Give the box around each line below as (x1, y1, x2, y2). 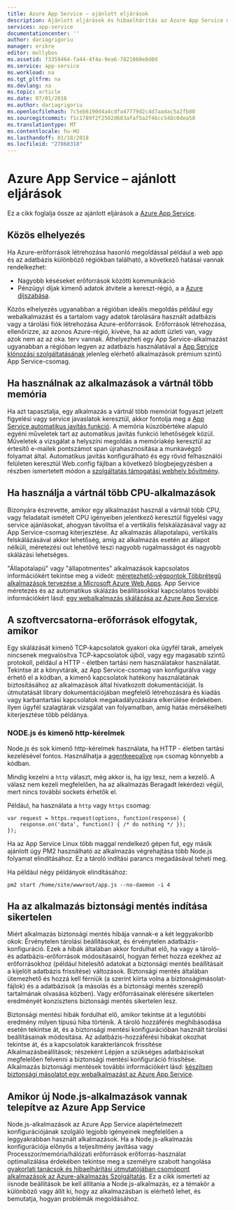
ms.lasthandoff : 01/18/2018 (7, 134, 90, 141)
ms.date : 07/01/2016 (7, 95, 68, 102)
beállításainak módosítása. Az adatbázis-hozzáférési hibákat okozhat (7, 1033, 207, 1042)
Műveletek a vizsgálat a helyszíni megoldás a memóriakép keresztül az (7, 436, 212, 445)
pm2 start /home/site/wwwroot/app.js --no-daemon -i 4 (7, 881, 171, 888)
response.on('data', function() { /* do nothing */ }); (20, 821, 187, 828)
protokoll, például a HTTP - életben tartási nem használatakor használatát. (7, 659, 222, 667)
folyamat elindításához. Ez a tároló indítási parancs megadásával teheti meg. (7, 854, 228, 863)
